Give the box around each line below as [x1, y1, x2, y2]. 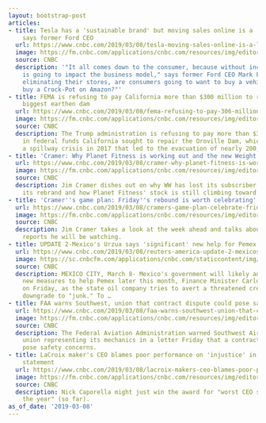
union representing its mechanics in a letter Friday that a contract [22, 336, 260, 344]
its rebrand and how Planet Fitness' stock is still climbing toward [22, 188, 257, 197]
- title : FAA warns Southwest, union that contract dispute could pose [8, 299, 249, 307]
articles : [8, 19, 41, 27]
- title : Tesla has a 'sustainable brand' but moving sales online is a [8, 26, 253, 34]
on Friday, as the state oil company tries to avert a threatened [22, 285, 246, 293]
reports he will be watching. [22, 233, 123, 241]
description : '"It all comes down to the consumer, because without [15, 63, 246, 71]
